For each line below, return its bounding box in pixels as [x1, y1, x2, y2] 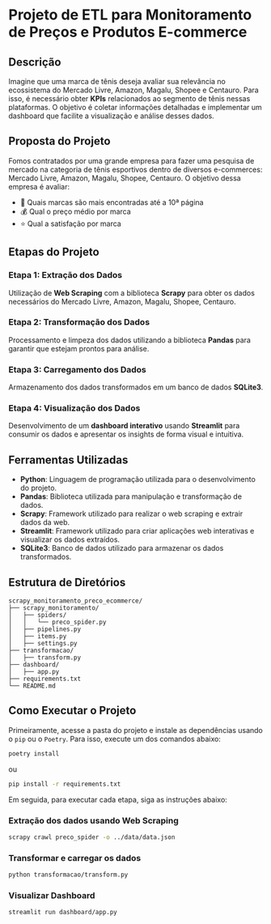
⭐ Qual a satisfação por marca [19, 219, 121, 228]
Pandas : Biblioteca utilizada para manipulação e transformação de [19, 492, 243, 501]
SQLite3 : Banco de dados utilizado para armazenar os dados [19, 543, 224, 553]
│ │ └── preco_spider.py [8, 618, 107, 627]
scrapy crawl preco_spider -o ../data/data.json [8, 832, 176, 841]
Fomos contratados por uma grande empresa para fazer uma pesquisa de [8, 155, 255, 165]
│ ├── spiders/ [8, 611, 67, 620]
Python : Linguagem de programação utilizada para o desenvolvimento [19, 475, 256, 484]
